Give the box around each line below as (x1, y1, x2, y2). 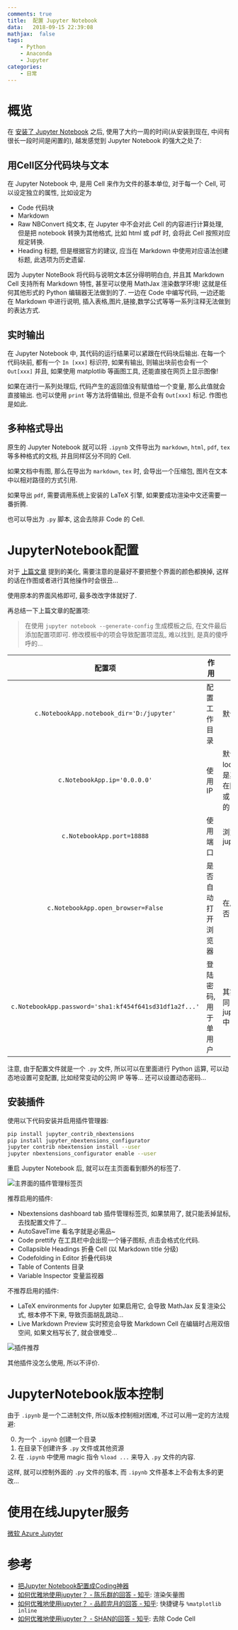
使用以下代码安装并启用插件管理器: (7, 1116, 109, 1125)
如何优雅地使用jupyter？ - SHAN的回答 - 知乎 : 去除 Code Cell (17, 1614, 196, 1623)
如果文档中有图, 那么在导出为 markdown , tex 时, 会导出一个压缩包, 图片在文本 (7, 466, 228, 475)
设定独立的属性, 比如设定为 (13, 188, 92, 197)
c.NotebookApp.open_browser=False (47, 904, 164, 912)
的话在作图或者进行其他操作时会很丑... (7, 576, 119, 584)
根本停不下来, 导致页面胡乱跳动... (27, 1311, 124, 1319)
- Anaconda (20, 50, 52, 58)
